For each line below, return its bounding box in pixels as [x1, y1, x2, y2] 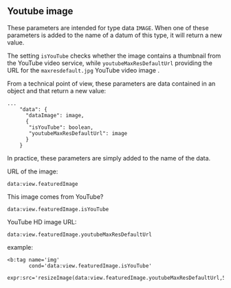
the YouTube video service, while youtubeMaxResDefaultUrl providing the [7, 58, 213, 67]
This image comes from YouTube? [7, 192, 104, 201]
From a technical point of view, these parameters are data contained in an [7, 79, 216, 88]
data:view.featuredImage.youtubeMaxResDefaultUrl [7, 231, 153, 238]
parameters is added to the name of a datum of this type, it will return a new [7, 31, 222, 39]
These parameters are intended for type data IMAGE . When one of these [7, 23, 209, 32]
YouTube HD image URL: [7, 217, 77, 226]
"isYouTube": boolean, [28, 123, 94, 131]
